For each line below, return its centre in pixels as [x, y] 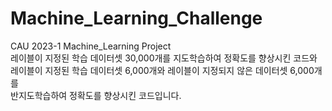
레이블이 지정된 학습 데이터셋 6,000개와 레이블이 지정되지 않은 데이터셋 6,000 [162, 70]
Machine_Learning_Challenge [136, 18]
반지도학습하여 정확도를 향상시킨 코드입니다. [96, 95]
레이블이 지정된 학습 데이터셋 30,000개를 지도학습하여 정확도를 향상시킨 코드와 [164, 58]
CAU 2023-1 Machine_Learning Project [91, 46]
